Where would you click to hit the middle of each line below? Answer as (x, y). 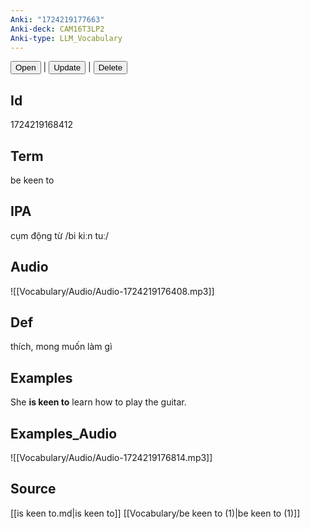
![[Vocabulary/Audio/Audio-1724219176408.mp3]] (112, 291)
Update (67, 67)
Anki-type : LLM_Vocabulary (66, 38)
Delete (110, 67)
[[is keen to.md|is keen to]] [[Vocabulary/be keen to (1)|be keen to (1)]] (155, 513)
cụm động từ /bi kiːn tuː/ (60, 235)
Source (33, 489)
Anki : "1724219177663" (57, 19)
